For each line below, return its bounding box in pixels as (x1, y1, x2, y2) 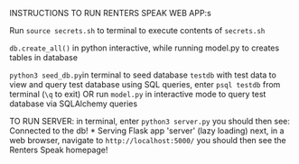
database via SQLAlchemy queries (9, 98, 138, 109)
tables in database (9, 52, 79, 62)
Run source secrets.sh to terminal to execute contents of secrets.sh (9, 25, 266, 35)
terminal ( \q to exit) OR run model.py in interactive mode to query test (9, 89, 266, 99)
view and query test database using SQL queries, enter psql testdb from (9, 79, 281, 89)
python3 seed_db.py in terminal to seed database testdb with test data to (9, 69, 277, 80)
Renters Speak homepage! (9, 144, 108, 155)
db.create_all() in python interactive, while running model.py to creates (9, 42, 280, 53)
